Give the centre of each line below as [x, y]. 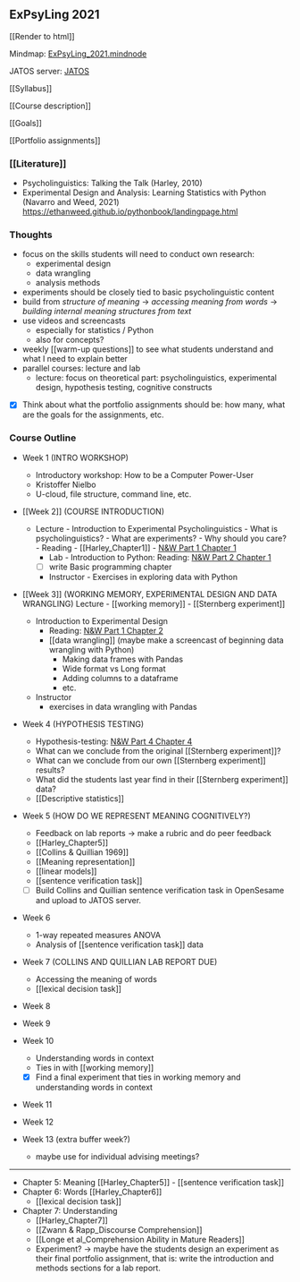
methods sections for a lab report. [98, 1268]
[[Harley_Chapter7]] [72, 1220]
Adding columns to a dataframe [120, 678]
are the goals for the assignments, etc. [93, 415]
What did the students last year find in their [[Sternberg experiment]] [162, 779]
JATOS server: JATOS [49, 71]
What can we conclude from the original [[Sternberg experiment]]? [158, 750]
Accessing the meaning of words [96, 979]
